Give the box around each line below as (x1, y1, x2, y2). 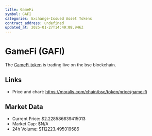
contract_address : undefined (5, 20, 64, 26)
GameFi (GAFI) (5, 46, 65, 57)
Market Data (5, 103, 43, 111)
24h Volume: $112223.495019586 (12, 126, 80, 132)
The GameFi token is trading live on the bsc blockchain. (5, 62, 117, 68)
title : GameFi (5, 7, 34, 12)
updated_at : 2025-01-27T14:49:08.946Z (5, 25, 84, 30)
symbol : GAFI (5, 12, 32, 16)
